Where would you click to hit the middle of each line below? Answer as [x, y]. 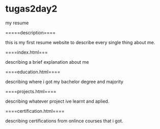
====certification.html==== [35, 111]
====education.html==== [33, 72]
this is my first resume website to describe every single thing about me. [80, 42]
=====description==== [31, 32]
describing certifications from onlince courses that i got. [64, 121]
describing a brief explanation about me [47, 62]
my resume [17, 23]
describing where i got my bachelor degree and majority [64, 81]
